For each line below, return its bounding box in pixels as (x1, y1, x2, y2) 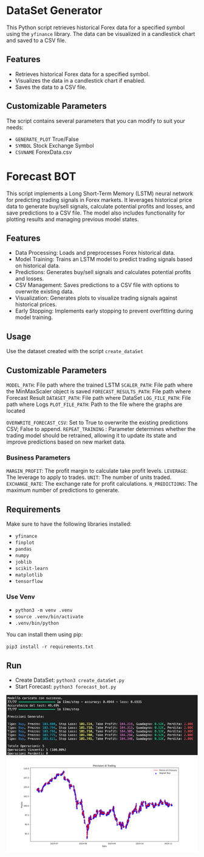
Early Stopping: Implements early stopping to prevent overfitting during (15, 308, 193, 315)
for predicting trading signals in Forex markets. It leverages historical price (6, 196, 192, 204)
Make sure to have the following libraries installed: (6, 520, 132, 528)
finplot (15, 540, 35, 546)
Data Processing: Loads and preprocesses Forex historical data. (15, 249, 175, 256)
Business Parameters (6, 453, 71, 462)
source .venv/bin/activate (15, 614, 84, 620)
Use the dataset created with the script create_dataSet (6, 348, 144, 355)
